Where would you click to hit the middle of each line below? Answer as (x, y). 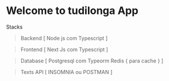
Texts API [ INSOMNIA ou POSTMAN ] (66, 72)
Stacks (14, 27)
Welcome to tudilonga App (72, 11)
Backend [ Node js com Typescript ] (64, 38)
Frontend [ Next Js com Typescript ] (64, 49)
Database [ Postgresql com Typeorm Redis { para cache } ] (92, 61)
